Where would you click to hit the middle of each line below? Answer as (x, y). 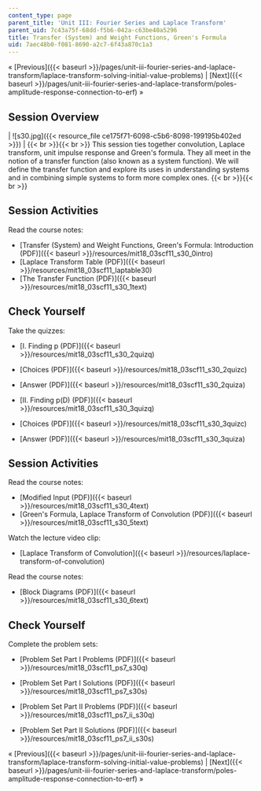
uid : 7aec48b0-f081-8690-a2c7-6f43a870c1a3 (81, 45)
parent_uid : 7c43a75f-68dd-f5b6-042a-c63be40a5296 (93, 30)
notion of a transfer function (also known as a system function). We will (123, 161)
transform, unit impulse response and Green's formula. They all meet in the (130, 152)
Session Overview (54, 117)
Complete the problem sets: (53, 644)
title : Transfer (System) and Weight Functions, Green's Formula (117, 37)
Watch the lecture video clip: (54, 538)
